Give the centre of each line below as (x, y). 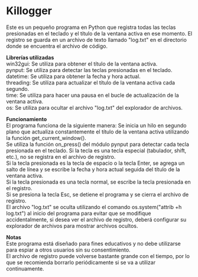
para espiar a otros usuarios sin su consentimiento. (69, 250)
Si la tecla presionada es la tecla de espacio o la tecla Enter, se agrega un (95, 163)
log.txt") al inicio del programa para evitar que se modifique (79, 213)
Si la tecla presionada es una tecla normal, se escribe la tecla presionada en (98, 182)
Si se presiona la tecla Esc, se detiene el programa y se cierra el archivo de (98, 194)
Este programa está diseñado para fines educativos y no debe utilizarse (94, 243)
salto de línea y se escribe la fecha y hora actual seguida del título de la (93, 169)
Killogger (29, 11)
